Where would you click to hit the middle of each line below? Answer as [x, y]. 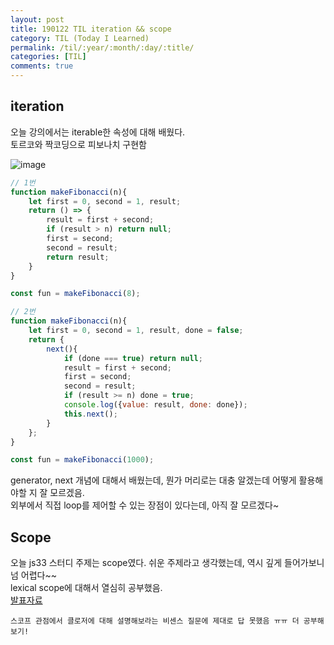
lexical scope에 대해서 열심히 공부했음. [86, 588]
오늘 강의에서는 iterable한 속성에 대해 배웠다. [98, 132]
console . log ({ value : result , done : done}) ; [155, 405]
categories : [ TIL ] [48, 57]
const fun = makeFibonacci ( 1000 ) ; [82, 460]
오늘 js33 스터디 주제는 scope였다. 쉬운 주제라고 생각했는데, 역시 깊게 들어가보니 [167, 563]
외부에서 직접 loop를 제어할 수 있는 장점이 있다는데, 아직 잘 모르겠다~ [145, 505]
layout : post [37, 19]
